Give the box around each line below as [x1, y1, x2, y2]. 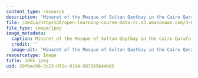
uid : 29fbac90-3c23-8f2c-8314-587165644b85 [6, 63, 115, 69]
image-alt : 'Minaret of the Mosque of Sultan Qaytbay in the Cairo [11, 47, 181, 53]
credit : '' [11, 42, 38, 48]
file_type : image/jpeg [6, 25, 62, 31]
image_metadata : [6, 30, 46, 36]
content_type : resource [6, 8, 65, 15]
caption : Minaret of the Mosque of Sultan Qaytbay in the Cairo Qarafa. [11, 36, 194, 42]
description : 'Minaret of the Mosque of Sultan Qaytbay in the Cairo [6, 14, 181, 20]
